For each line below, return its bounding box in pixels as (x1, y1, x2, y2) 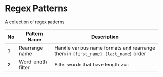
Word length (19, 58, 47, 65)
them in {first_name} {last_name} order (54, 50, 147, 57)
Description (91, 33, 119, 40)
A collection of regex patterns (5, 19, 65, 25)
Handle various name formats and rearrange (54, 44, 156, 51)
